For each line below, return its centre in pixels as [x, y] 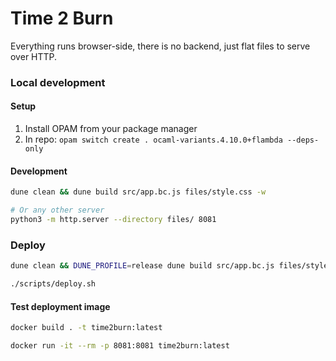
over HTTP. [34, 56]
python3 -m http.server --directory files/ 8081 [113, 220]
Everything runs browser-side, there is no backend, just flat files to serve [160, 46]
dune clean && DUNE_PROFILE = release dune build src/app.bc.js [142, 266]
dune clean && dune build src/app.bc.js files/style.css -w [138, 192]
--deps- [303, 140]
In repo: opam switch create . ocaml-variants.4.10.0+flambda [153, 139]
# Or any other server [57, 210]
